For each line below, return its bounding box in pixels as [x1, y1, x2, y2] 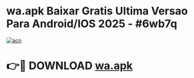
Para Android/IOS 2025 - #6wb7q [6, 17, 178, 31]
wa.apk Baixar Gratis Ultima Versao [6, 4, 188, 18]
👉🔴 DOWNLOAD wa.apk [6, 59, 133, 73]
